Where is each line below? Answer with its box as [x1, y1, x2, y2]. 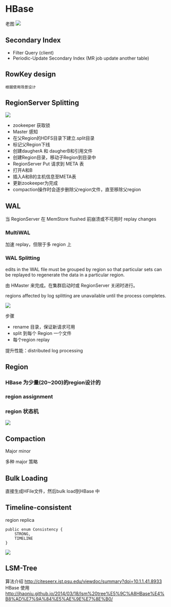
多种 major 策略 [5, 459, 38, 465]
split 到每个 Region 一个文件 [12, 330, 72, 336]
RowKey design [5, 70, 56, 79]
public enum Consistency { [5, 527, 63, 532]
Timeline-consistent [5, 503, 72, 512]
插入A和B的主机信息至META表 [12, 174, 77, 180]
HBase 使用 [5, 584, 30, 591]
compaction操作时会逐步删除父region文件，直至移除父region [12, 186, 141, 193]
